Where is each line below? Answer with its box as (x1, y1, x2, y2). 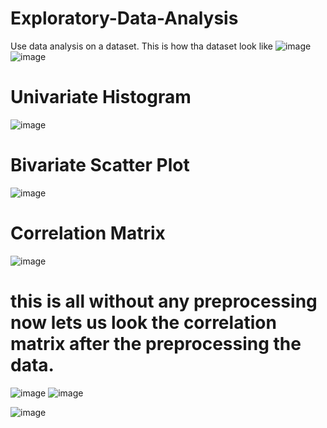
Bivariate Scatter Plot (10, 154, 190, 177)
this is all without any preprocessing (10, 290, 318, 312)
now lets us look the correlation (10, 311, 277, 334)
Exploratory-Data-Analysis (10, 7, 239, 30)
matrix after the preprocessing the (10, 332, 302, 355)
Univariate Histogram (10, 86, 192, 109)
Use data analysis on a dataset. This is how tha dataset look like (10, 40, 274, 52)
